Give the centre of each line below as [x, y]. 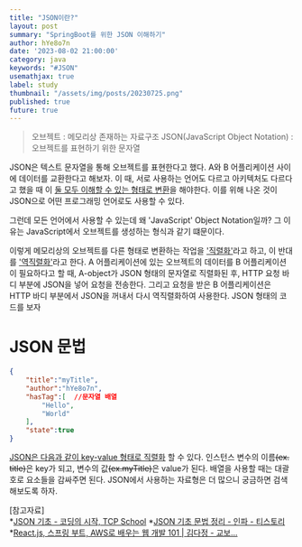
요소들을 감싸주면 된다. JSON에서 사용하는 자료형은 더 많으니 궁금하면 [149, 480]
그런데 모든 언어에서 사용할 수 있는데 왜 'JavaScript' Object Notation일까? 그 [146, 220]
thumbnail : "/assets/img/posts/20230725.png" [96, 93]
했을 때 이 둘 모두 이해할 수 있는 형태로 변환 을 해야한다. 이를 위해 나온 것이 [148, 190]
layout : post [34, 26]
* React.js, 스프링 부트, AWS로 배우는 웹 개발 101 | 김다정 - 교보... [124, 533]
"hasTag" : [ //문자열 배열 [71, 397]
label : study [34, 85]
